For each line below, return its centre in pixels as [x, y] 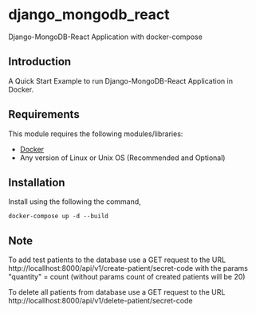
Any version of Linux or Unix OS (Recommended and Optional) [122, 158]
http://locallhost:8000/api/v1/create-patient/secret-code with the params [128, 268]
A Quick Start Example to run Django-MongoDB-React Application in [121, 80]
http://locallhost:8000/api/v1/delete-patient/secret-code [100, 301]
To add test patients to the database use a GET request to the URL [117, 260]
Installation [37, 182]
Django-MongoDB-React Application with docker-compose [106, 37]
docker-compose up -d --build [59, 217]
